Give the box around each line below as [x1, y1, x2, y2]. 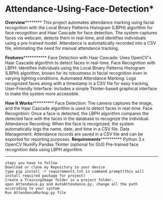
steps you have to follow [5, 160, 57, 166]
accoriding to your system [5, 186, 60, 191]
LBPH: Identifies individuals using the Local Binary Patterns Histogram [5, 65, 146, 71]
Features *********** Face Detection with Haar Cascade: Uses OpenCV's [5, 54, 152, 60]
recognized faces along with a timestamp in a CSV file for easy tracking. [5, 80, 149, 86]
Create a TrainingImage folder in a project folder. [5, 177, 114, 183]
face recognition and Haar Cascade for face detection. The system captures [5, 30, 158, 35]
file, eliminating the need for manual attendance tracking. [5, 45, 119, 51]
